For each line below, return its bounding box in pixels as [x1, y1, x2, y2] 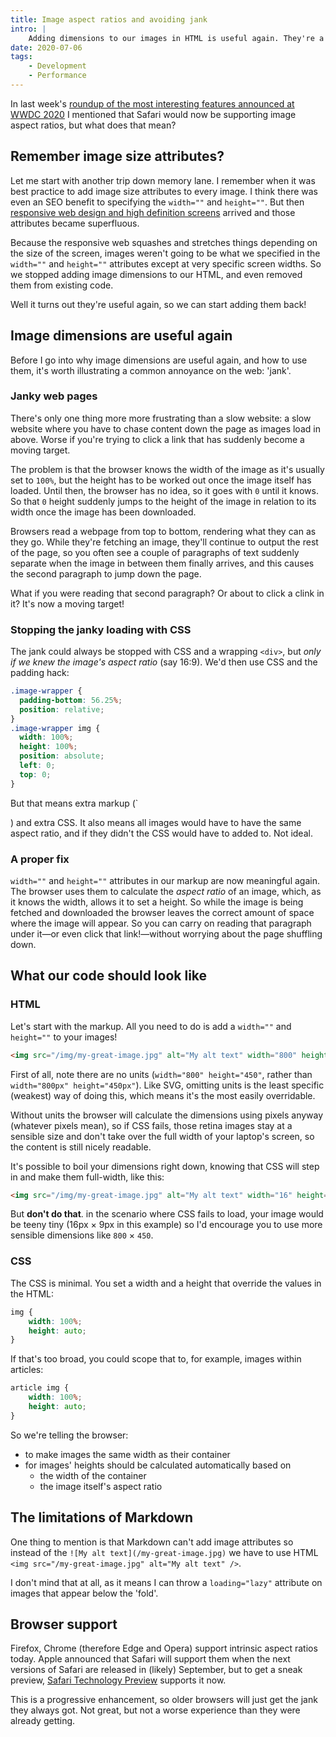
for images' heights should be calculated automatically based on [24, 1459, 292, 1471]
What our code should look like [10, 967, 208, 985]
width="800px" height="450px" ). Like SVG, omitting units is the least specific [10, 1079, 325, 1091]
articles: [10, 1364, 44, 1376]
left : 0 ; [19, 761, 56, 771]
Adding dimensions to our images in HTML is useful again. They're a [28, 33, 325, 43]
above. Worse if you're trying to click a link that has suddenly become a [10, 433, 305, 445]
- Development [28, 61, 87, 71]
